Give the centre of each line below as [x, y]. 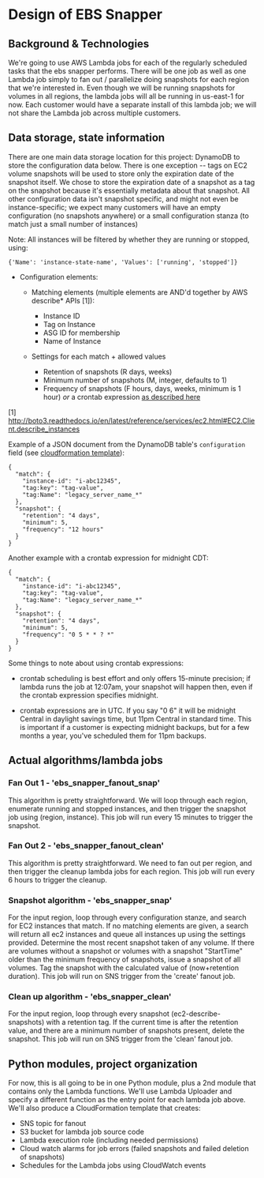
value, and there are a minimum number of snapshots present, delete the [126, 1031]
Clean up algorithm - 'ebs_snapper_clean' [90, 997]
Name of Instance [72, 341]
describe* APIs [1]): [63, 300]
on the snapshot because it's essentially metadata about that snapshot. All [129, 190]
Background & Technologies [79, 44]
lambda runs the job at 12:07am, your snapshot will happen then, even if [136, 687]
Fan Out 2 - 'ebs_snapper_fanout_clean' [86, 845]
